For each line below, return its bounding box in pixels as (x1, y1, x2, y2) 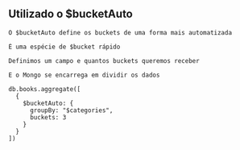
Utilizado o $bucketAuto (8, 7, 133, 21)
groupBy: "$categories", (29, 106, 114, 115)
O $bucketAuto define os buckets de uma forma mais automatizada (8, 28, 232, 36)
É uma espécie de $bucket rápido (8, 43, 121, 51)
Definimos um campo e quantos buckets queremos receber (8, 56, 200, 65)
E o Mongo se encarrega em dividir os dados (8, 71, 160, 79)
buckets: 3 (29, 113, 67, 121)
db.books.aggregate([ (8, 85, 81, 93)
